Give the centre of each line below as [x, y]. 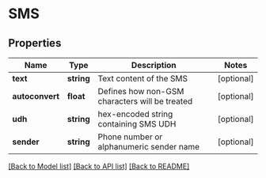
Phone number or [130, 137]
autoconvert [36, 96]
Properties [35, 43]
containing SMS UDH [137, 124]
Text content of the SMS [143, 78]
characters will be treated [145, 101]
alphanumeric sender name [149, 147]
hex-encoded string [135, 114]
